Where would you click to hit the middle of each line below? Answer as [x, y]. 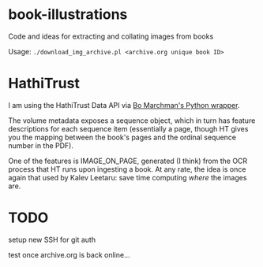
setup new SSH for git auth [52, 239]
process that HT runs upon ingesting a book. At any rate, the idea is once [127, 169]
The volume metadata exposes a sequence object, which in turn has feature [132, 121]
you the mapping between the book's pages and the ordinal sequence [122, 137]
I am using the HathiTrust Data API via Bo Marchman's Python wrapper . [124, 105]
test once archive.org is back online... [69, 254]
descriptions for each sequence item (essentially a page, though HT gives [128, 128]
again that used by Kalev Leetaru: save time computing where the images [128, 177]
